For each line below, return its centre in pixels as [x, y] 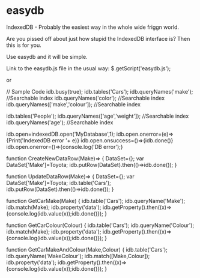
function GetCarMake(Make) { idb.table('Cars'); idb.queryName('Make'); [96, 201]
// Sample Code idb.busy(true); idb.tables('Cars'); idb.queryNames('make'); [100, 91]
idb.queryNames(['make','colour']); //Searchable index [74, 104]
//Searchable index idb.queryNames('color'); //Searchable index [86, 98]
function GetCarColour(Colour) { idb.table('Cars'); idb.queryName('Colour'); [100, 225]
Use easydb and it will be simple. [47, 56]
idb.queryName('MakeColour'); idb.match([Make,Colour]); [78, 256]
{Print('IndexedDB [29, 140]
